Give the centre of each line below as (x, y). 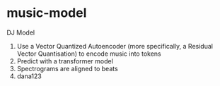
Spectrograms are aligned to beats (67, 68)
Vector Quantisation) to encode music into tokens (89, 54)
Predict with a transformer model (65, 61)
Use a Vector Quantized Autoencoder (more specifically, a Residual (115, 46)
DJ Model (21, 32)
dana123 (29, 76)
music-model (47, 13)
